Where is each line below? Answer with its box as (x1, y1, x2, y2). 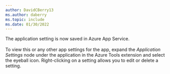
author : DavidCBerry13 (5, 7, 54, 13)
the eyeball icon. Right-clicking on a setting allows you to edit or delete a (5, 57, 159, 64)
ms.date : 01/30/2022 (5, 21, 50, 27)
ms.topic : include (5, 17, 45, 22)
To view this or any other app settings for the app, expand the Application (5, 46, 161, 53)
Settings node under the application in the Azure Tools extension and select (5, 52, 165, 58)
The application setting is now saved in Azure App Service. (5, 36, 130, 42)
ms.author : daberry (5, 12, 47, 17)
